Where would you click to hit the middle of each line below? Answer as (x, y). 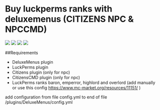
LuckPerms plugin (30, 67)
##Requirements (22, 53)
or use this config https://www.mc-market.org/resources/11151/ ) (76, 87)
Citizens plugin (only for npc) (41, 72)
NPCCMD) (26, 29)
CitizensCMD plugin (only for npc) (46, 77)
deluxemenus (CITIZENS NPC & (70, 19)
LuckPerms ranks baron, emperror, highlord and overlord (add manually (84, 82)
